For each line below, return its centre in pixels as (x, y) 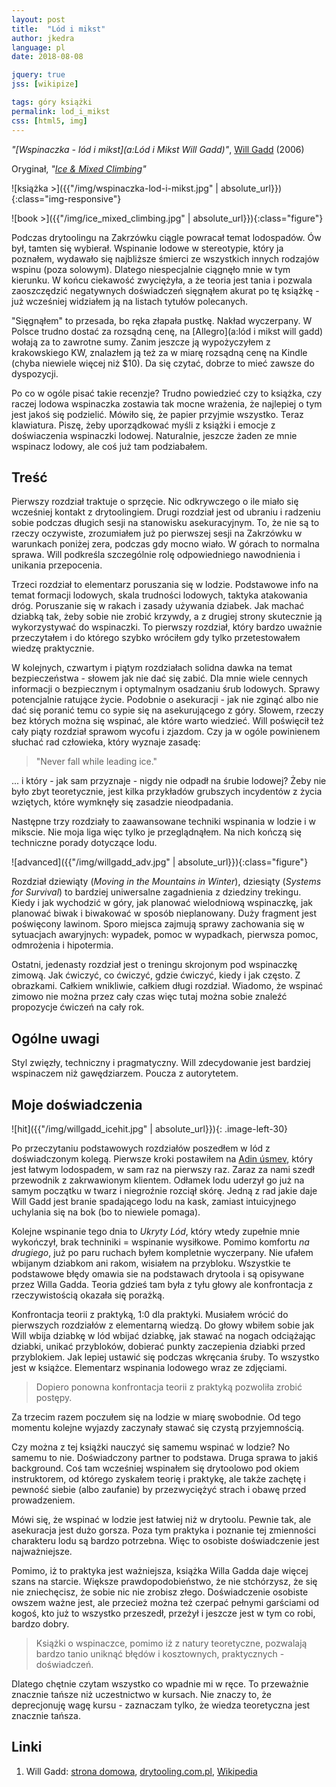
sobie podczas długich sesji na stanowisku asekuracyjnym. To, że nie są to (165, 523)
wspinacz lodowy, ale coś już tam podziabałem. (109, 446)
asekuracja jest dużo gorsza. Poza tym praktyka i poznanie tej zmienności (164, 1530)
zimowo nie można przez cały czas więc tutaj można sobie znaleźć (149, 997)
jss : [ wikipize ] (45, 84)
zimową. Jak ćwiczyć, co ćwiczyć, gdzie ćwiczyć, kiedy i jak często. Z (156, 975)
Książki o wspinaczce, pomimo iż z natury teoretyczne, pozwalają (171, 1643)
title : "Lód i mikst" (58, 29)
